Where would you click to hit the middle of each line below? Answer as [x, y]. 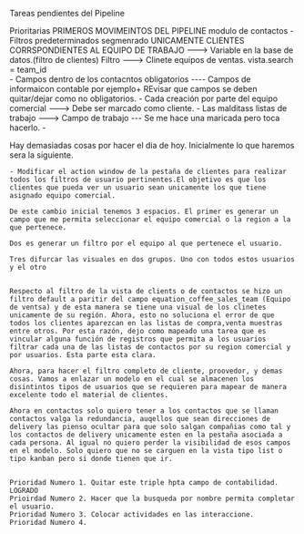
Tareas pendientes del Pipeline [67, 13]
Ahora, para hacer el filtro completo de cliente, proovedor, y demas [146, 371]
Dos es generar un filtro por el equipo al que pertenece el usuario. [146, 243]
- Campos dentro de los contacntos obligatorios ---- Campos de [130, 79]
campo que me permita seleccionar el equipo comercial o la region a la [150, 220]
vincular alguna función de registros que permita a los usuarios [138, 339]
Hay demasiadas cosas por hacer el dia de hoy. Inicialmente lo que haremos [152, 145]
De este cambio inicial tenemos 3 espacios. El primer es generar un [144, 211]
